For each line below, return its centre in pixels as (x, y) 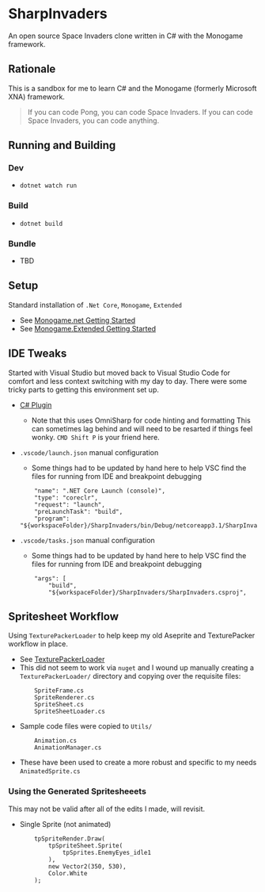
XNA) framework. (37, 97)
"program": (52, 519)
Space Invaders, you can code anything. (93, 121)
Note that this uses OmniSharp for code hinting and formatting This (141, 420)
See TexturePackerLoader (62, 660)
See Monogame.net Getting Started (78, 320)
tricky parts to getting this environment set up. (84, 389)
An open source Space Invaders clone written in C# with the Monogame (126, 36)
